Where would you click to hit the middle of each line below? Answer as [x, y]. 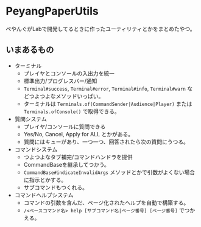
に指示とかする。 [45, 180]
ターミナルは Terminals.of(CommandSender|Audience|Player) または [108, 103]
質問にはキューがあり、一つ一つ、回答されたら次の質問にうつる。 [106, 142]
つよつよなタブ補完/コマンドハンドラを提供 [78, 157]
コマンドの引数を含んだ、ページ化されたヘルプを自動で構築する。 [106, 203]
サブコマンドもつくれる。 [56, 187]
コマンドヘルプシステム [44, 195]
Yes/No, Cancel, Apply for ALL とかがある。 [79, 134]
